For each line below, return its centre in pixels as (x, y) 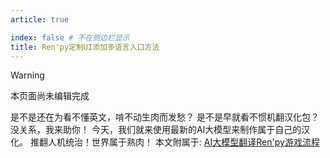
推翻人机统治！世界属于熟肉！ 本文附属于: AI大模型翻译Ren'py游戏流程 (174, 142)
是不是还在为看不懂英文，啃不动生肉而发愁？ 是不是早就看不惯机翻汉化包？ (165, 117)
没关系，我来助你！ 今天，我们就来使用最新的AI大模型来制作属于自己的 (156, 130)
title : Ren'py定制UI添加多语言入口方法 (85, 47)
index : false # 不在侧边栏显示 (70, 37)
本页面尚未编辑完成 (50, 96)
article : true (40, 19)
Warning (27, 75)
